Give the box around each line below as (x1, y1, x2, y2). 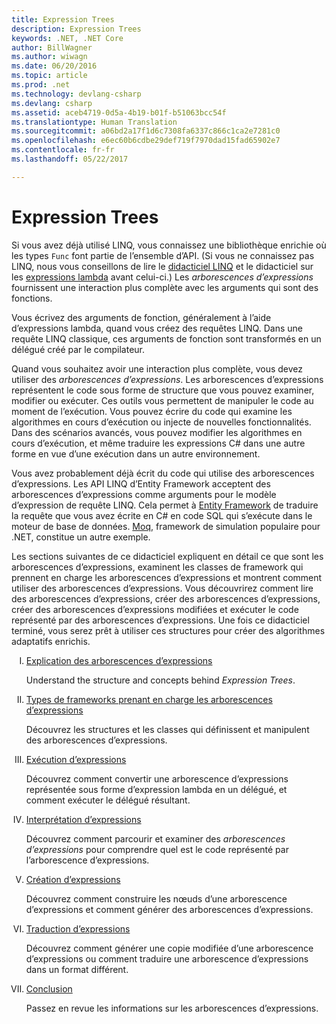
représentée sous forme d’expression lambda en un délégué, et (25, 783, 288, 795)
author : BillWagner (11, 42, 93, 53)
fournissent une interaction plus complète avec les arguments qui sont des (11, 281, 319, 293)
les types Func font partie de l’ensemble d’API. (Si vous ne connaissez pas (11, 249, 315, 261)
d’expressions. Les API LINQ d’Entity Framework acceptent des (11, 477, 271, 490)
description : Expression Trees (11, 24, 142, 34)
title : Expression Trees (11, 14, 115, 25)
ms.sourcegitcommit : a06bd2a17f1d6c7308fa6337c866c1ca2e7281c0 (11, 126, 281, 136)
